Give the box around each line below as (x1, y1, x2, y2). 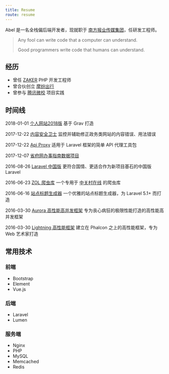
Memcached (12, 358, 39, 365)
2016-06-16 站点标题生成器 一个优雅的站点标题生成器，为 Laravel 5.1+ (5, 191, 151, 197)
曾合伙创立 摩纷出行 (12, 83, 54, 89)
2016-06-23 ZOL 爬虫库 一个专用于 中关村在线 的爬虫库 (5, 179, 121, 185)
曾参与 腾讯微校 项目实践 (12, 90, 64, 96)
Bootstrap (12, 275, 33, 281)
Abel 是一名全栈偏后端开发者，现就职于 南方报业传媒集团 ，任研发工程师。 (5, 26, 160, 33)
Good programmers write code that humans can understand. (17, 47, 145, 53)
